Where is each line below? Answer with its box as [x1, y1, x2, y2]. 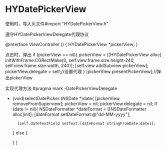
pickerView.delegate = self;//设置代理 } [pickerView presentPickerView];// [5, 68, 157, 74]
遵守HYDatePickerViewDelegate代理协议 [5, 31, 89, 37]
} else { [12, 129, 27, 135]
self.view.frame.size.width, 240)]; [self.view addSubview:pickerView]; [5, 62, 149, 68]
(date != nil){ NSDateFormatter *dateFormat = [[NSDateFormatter [12, 106, 146, 112]
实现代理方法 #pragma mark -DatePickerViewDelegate [5, 85, 117, 91]
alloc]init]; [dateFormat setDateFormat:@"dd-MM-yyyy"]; [12, 111, 131, 117]
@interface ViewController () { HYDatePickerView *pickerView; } [5, 41, 138, 47]
